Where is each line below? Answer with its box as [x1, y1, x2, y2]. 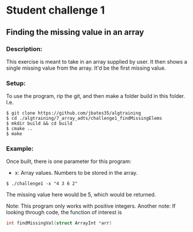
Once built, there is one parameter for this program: [6, 158, 132, 165]
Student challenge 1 [6, 4, 105, 17]
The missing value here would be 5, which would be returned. [6, 191, 156, 198]
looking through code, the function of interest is [6, 209, 122, 216]
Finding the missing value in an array [6, 27, 145, 37]
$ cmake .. [6, 126, 33, 132]
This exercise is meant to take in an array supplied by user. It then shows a [6, 58, 188, 65]
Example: [6, 145, 34, 153]
